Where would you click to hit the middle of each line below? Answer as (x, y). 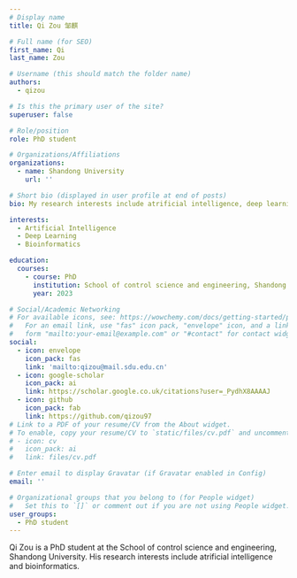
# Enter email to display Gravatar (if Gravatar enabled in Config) (138, 474)
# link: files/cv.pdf (53, 458)
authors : (25, 82)
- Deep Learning (47, 236)
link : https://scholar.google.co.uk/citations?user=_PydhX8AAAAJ (148, 392)
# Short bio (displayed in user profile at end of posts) (118, 196)
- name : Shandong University (71, 172)
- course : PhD (51, 277)
